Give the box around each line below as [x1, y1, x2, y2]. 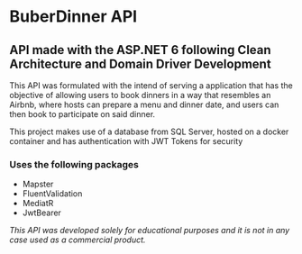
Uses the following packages [9, 158, 140, 170]
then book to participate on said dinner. [9, 109, 156, 119]
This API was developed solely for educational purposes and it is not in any [9, 225, 290, 236]
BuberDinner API [9, 6, 138, 27]
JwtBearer [22, 207, 61, 218]
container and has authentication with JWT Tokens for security [9, 136, 243, 146]
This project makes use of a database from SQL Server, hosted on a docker [9, 126, 289, 137]
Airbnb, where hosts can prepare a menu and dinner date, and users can [9, 99, 279, 110]
